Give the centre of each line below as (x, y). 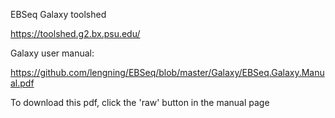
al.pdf (22, 83)
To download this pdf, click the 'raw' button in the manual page (140, 102)
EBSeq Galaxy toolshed (58, 14)
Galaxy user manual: (52, 53)
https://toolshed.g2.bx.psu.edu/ (75, 33)
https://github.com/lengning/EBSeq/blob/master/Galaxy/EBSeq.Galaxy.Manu (167, 72)
